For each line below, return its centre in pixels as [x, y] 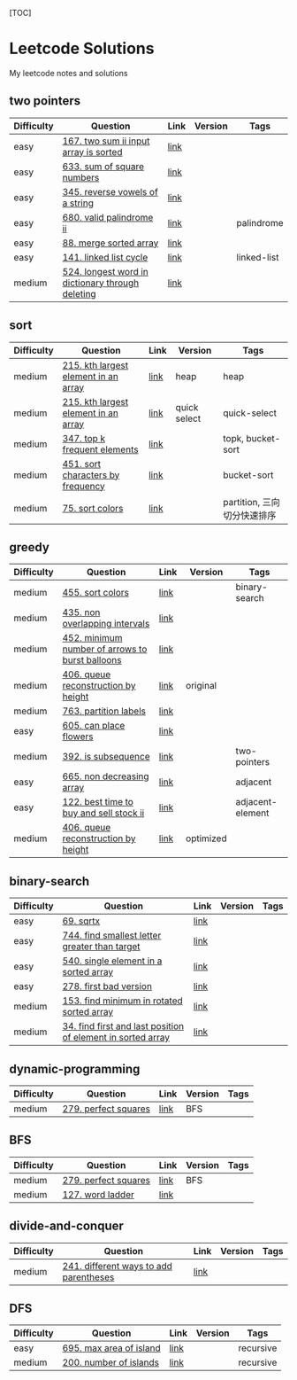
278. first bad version [107, 986]
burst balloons [92, 660]
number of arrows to [105, 649]
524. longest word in [105, 271]
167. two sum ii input [106, 141]
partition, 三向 [251, 502]
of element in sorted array [116, 1038]
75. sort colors [93, 508]
